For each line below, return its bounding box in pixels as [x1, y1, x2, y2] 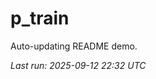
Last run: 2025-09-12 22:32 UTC [10, 59, 147, 71]
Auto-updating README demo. [10, 40, 138, 52]
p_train [10, 7, 70, 30]
